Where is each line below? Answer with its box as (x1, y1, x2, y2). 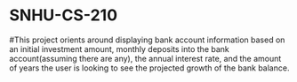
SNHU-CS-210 (9, 5, 118, 26)
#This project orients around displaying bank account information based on (9, 34, 285, 45)
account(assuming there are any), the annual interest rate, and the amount (9, 53, 282, 63)
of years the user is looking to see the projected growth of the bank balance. (9, 63, 290, 73)
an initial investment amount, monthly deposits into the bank (9, 43, 229, 54)
